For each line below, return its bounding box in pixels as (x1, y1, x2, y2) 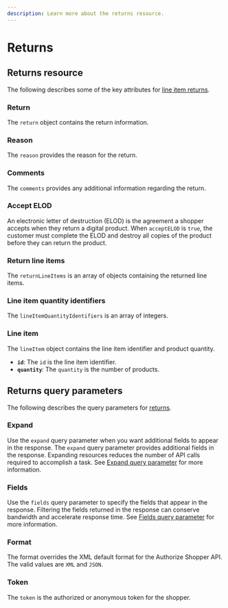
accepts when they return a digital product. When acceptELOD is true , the (7, 224, 213, 232)
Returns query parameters (7, 385, 123, 397)
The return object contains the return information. (7, 118, 149, 126)
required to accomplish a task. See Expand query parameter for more (7, 458, 203, 466)
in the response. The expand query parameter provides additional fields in (7, 443, 214, 452)
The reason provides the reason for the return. (7, 151, 137, 159)
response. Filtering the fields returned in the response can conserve (7, 505, 200, 514)
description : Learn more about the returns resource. (7, 10, 165, 17)
